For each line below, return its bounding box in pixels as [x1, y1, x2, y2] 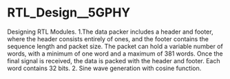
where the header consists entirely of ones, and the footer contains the [7, 34, 209, 43]
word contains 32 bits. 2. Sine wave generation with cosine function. [7, 64, 202, 72]
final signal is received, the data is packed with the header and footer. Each [7, 56, 220, 65]
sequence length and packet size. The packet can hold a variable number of [7, 42, 224, 50]
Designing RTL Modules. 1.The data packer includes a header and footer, [7, 27, 213, 36]
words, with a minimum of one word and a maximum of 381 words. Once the [7, 49, 223, 58]
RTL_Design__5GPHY [7, 5, 131, 21]
